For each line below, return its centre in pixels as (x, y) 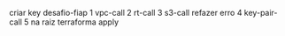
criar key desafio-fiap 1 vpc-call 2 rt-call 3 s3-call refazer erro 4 (126, 13)
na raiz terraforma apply (75, 22)
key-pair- (261, 13)
